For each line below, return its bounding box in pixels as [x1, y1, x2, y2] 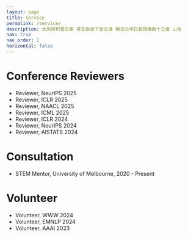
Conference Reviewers [6, 70, 125, 83]
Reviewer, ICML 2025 [15, 109, 70, 116]
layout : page [6, 9, 40, 15]
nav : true [6, 32, 32, 38]
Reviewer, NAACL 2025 [15, 102, 74, 110]
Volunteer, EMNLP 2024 [15, 218, 76, 225]
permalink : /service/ [6, 20, 62, 26]
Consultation [6, 150, 74, 164]
